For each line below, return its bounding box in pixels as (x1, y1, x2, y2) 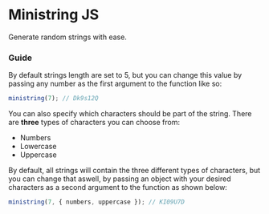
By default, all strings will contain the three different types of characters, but (8, 166, 261, 176)
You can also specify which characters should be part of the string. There (8, 109, 252, 119)
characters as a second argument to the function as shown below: (8, 183, 227, 192)
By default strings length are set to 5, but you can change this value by (8, 71, 243, 80)
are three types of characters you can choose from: (8, 118, 181, 127)
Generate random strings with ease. (8, 32, 127, 42)
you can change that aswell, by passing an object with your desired (8, 174, 231, 184)
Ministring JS (8, 6, 100, 24)
